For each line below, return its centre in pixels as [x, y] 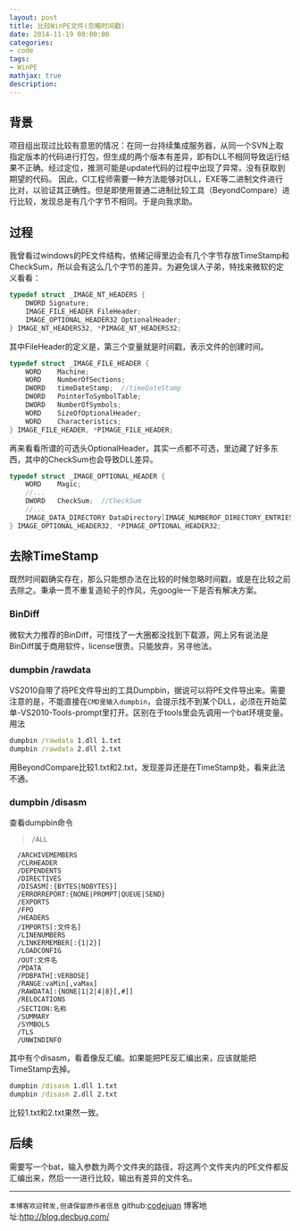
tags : [19, 59]
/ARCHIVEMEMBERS [47, 856]
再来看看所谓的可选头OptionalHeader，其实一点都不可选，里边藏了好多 [140, 448]
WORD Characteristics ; [74, 421]
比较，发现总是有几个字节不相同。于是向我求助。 [107, 201]
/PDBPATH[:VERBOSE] [54, 976]
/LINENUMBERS [42, 935]
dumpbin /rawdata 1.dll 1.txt [66, 741]
